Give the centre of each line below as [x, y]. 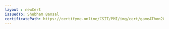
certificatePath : [23, 19]
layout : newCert [23, 10]
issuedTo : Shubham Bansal [32, 14]
